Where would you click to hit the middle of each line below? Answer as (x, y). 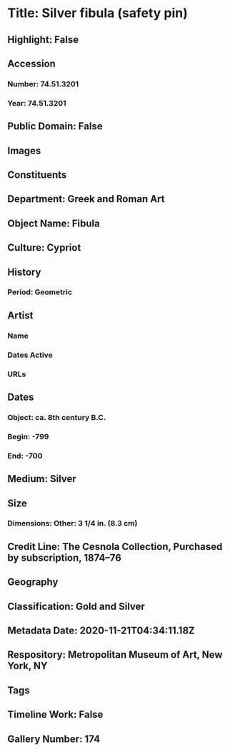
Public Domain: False (55, 126)
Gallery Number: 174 (54, 739)
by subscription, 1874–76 (64, 557)
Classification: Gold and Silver (76, 606)
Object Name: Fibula (54, 223)
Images (24, 150)
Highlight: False (43, 40)
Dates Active (30, 355)
